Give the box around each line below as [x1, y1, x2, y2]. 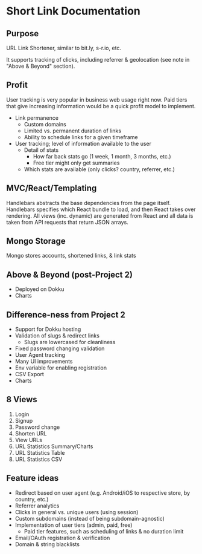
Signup [14, 417, 33, 424]
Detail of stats [24, 146, 59, 154]
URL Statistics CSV [14, 455, 63, 463]
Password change [14, 423, 60, 431]
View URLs [14, 436, 42, 443]
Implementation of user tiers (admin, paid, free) [14, 521, 133, 529]
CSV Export [14, 371, 44, 378]
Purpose [6, 28, 39, 39]
